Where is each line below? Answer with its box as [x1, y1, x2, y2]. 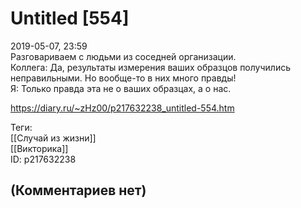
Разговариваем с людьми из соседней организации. [10, 50, 237, 62]
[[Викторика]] [10, 142, 69, 154]
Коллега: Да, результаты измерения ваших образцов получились [10, 61, 291, 73]
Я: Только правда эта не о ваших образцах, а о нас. [10, 82, 232, 94]
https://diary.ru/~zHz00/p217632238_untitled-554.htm [10, 102, 235, 114]
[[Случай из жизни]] [10, 132, 97, 144]
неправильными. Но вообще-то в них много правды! [10, 72, 237, 84]
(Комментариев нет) [10, 182, 147, 199]
